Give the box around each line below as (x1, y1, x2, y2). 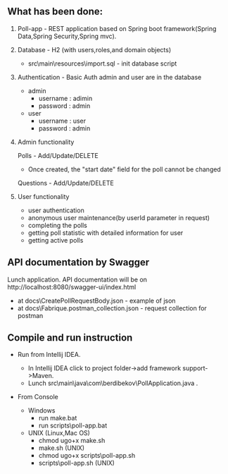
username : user (38, 116, 87, 125)
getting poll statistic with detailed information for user (27, 229, 184, 237)
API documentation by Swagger (7, 257, 150, 269)
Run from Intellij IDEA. (17, 351, 81, 359)
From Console (17, 393, 58, 401)
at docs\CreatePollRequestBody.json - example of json (17, 296, 176, 305)
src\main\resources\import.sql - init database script (27, 59, 177, 68)
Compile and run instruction (7, 332, 133, 344)
